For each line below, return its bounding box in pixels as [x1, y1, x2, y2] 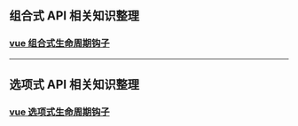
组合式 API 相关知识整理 [9, 8, 140, 24]
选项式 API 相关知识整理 [9, 77, 140, 92]
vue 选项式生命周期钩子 [9, 106, 110, 118]
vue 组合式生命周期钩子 [9, 37, 110, 50]
